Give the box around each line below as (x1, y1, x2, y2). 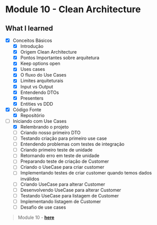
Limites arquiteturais (20, 78, 63, 84)
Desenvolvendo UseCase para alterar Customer (20, 187, 121, 193)
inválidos (20, 176, 39, 182)
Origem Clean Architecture (20, 49, 77, 55)
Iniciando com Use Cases (12, 118, 67, 124)
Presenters (20, 95, 43, 101)
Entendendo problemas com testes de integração (20, 141, 125, 147)
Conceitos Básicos (12, 37, 52, 43)
